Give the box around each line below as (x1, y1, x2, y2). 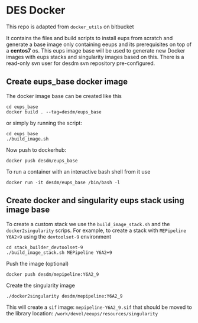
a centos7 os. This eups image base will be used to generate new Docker (6, 47, 186, 54)
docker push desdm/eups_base (6, 158, 78, 164)
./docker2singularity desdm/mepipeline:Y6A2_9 (6, 293, 123, 299)
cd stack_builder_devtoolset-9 (6, 244, 83, 250)
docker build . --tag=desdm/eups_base (6, 109, 102, 115)
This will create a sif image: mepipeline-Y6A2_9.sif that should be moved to (6, 304, 192, 311)
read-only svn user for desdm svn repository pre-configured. (6, 60, 155, 67)
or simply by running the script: (6, 119, 83, 126)
